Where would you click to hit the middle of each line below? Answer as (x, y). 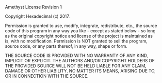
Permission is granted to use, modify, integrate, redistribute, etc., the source (81, 26)
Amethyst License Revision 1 (33, 7)
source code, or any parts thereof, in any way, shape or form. (66, 46)
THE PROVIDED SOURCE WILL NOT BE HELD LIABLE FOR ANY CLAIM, (76, 66)
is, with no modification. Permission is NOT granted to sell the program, (76, 41)
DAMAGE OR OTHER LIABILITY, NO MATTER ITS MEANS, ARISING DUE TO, (81, 71)
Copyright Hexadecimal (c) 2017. (38, 16)
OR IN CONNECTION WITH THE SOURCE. (47, 76)
